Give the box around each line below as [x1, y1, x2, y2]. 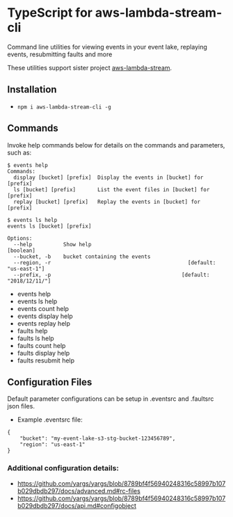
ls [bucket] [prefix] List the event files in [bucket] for [13, 186, 210, 193]
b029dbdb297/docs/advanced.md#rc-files [17, 486, 140, 495]
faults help [17, 326, 48, 335]
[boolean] [7, 247, 36, 254]
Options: [7, 234, 33, 241]
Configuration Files [7, 376, 93, 388]
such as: [7, 148, 32, 157]
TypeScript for [7, 5, 93, 21]
